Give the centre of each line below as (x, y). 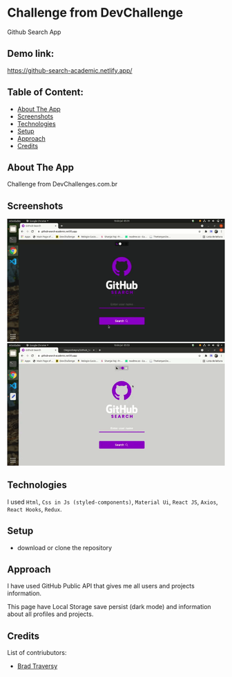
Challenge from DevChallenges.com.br (62, 184)
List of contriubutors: (37, 653)
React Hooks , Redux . (35, 509)
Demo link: (31, 54)
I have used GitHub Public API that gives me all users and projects (101, 586)
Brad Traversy (37, 666)
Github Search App (34, 32)
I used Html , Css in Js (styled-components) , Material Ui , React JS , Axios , (113, 502)
